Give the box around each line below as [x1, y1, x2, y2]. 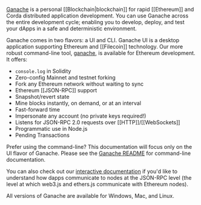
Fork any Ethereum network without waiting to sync [15, 80, 144, 87]
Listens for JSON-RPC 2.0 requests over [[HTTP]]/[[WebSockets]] [15, 119, 180, 126]
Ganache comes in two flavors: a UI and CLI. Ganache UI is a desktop [6, 37, 180, 43]
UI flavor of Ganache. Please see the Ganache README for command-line [6, 150, 191, 157]
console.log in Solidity [15, 68, 71, 75]
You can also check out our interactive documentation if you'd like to [6, 168, 177, 175]
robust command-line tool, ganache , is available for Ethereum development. [6, 49, 196, 57]
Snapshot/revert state [15, 93, 70, 100]
